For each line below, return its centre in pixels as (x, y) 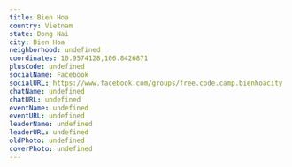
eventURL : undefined (47, 116)
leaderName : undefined (51, 125)
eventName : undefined (49, 108)
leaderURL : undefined (49, 133)
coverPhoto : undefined (51, 148)
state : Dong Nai (39, 34)
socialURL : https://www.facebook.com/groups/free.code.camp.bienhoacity (146, 83)
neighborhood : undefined (55, 50)
